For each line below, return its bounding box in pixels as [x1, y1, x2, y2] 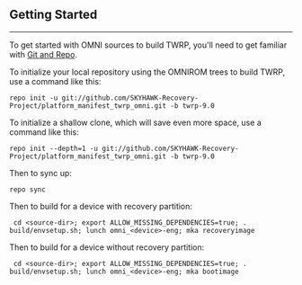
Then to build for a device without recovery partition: [9, 242, 205, 253]
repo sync [9, 184, 47, 194]
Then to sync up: [9, 167, 72, 178]
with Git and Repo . [9, 49, 78, 59]
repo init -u [9, 94, 58, 102]
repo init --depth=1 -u [9, 144, 99, 153]
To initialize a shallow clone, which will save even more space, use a [9, 117, 262, 128]
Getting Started [9, 7, 98, 22]
